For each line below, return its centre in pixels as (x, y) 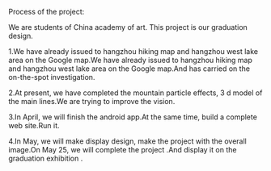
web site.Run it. (34, 125)
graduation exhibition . (46, 158)
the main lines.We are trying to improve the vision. (92, 101)
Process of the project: (47, 12)
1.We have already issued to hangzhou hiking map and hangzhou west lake (133, 51)
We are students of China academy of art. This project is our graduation (128, 27)
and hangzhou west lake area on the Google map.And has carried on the (129, 69)
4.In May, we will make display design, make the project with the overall (127, 141)
